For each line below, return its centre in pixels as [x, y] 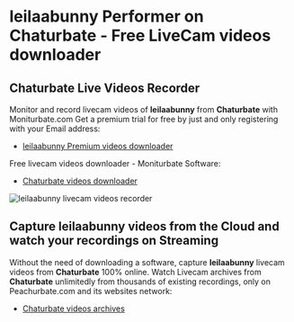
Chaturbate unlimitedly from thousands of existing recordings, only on [140, 282]
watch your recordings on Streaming [114, 241]
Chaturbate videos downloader [80, 181]
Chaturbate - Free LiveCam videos [140, 36]
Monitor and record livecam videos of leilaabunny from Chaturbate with [144, 109]
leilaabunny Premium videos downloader [98, 146]
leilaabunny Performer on [107, 17]
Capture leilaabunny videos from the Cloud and [145, 227]
